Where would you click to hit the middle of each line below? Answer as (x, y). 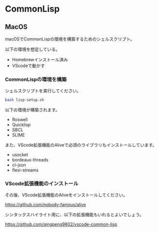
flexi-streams (25, 170)
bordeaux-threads (30, 160)
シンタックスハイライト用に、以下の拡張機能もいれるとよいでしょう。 (74, 215)
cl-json (19, 165)
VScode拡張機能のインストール (42, 184)
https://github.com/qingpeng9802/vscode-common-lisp (61, 224)
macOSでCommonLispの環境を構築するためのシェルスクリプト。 (70, 39)
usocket (20, 155)
